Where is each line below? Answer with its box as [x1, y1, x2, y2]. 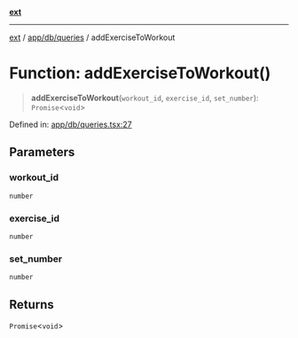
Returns [9, 296, 55, 312]
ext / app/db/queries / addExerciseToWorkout [9, 32, 176, 43]
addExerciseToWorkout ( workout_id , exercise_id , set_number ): [30, 92, 259, 103]
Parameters [9, 145, 75, 160]
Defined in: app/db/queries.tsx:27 [9, 119, 133, 130]
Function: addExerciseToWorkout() [9, 63, 271, 83]
